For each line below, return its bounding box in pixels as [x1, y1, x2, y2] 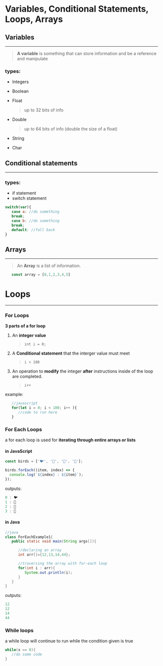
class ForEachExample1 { [5, 534, 53, 540]
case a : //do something [11, 209, 60, 215]
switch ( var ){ [5, 205, 32, 210]
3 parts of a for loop [5, 323, 46, 329]
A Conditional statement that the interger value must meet [12, 350, 130, 356]
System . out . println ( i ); [24, 570, 73, 575]
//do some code [11, 652, 42, 657]
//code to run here [17, 410, 57, 415]
